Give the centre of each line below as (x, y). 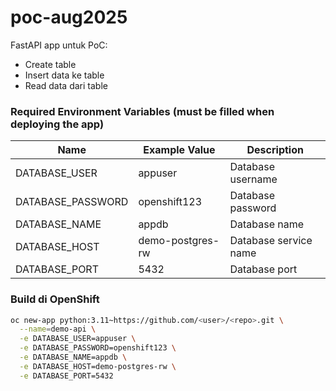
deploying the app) (57, 124)
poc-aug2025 (69, 17)
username (253, 179)
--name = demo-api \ (58, 329)
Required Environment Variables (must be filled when (142, 111)
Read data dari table (66, 85)
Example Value (179, 150)
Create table (50, 64)
